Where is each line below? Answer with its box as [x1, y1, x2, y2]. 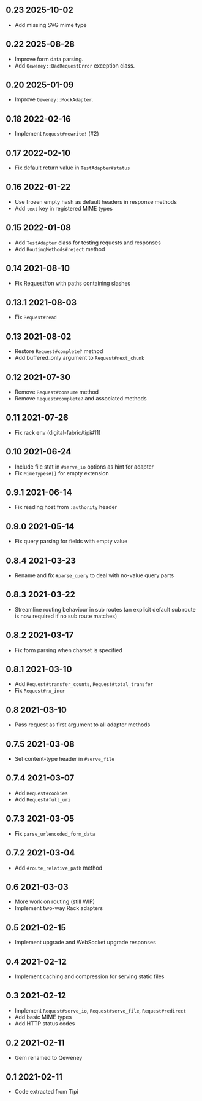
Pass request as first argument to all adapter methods [14, 721, 151, 728]
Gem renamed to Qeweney [14, 1054, 83, 1061]
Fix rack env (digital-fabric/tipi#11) [14, 429, 101, 436]
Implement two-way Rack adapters [14, 905, 103, 912]
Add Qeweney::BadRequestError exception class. [14, 61, 135, 69]
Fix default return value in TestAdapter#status [14, 164, 130, 171]
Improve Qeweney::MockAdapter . [14, 96, 94, 103]
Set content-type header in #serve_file [14, 755, 114, 763]
